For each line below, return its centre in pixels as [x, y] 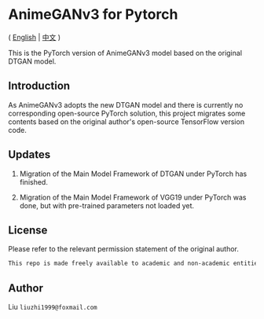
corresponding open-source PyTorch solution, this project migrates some [127, 113]
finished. [34, 181]
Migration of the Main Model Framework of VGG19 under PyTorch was [133, 197]
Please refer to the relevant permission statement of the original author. [124, 249]
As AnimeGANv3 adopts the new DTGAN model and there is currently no [126, 104]
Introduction [39, 86]
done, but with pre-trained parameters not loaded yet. [107, 205]
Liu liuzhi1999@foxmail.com [53, 307]
